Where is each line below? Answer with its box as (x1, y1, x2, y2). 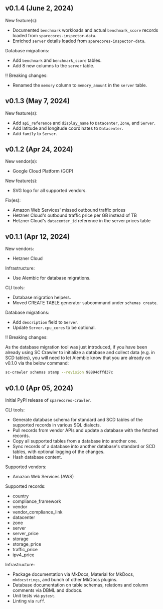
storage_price (12, 541, 42, 547)
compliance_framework (12, 498, 61, 504)
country (12, 493, 29, 499)
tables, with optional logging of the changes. (12, 449, 105, 455)
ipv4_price (12, 552, 35, 558)
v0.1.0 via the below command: (5, 360, 69, 366)
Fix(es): (5, 197, 21, 203)
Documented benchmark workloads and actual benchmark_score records (12, 27, 158, 33)
